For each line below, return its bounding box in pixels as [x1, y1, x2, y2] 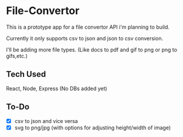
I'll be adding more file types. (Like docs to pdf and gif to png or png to [6, 46, 178, 53]
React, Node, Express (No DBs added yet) [6, 85, 107, 92]
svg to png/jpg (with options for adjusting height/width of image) [14, 124, 171, 131]
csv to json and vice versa [14, 117, 78, 124]
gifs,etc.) [6, 52, 28, 59]
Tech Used [6, 69, 46, 80]
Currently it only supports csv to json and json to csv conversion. [6, 35, 163, 42]
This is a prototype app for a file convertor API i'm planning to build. [6, 23, 170, 30]
